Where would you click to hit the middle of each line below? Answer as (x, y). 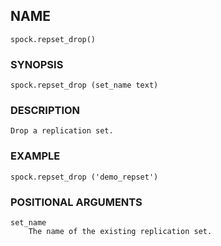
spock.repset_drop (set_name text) (84, 85)
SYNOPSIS (37, 64)
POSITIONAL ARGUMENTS (76, 202)
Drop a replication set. (62, 131)
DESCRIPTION (45, 111)
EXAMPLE (35, 156)
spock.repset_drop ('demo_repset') (84, 177)
